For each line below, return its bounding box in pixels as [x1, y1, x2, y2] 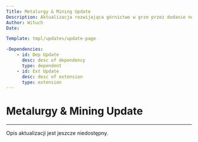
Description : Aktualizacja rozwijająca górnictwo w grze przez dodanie [6, 14, 186, 20]
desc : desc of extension [21, 74, 83, 80]
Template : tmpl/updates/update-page [6, 36, 96, 42]
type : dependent [21, 62, 62, 68]
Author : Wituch [6, 19, 44, 25]
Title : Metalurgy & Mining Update [6, 8, 91, 15]
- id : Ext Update [16, 68, 60, 74]
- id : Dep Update [16, 52, 60, 58]
